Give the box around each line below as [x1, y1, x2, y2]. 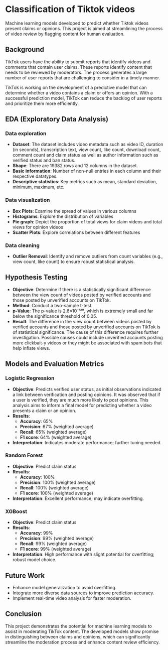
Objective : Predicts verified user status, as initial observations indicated [12, 386, 161, 392]
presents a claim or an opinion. [12, 408, 77, 414]
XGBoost [5, 508, 28, 515]
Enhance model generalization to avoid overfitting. [12, 584, 117, 590]
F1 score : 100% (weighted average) [20, 490, 94, 496]
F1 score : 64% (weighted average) [20, 434, 92, 440]
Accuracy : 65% [20, 418, 53, 424]
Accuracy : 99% [20, 530, 54, 536]
